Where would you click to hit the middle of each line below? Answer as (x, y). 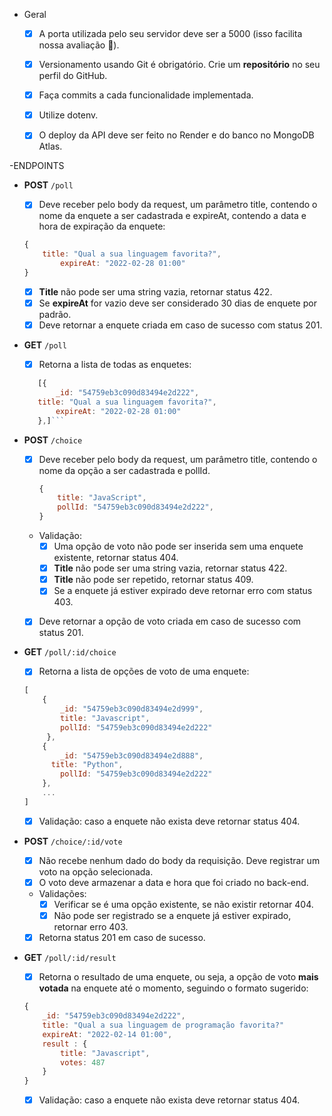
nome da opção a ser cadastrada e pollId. (124, 470)
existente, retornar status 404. (116, 558)
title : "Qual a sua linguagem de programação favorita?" (163, 1025)
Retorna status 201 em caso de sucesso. (122, 938)
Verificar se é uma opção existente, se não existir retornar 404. (183, 904)
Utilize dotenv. (68, 115)
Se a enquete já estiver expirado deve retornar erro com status (183, 591)
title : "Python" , (87, 765)
